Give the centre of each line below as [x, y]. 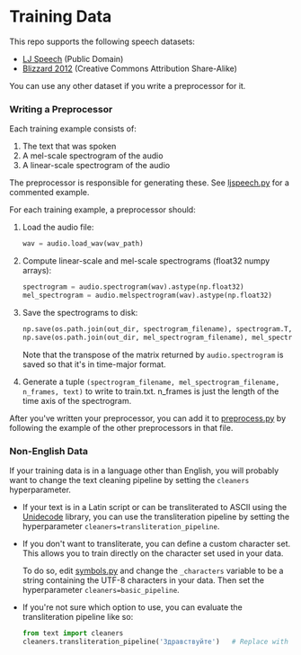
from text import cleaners [73, 633]
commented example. [49, 193]
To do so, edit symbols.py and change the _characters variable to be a [153, 570]
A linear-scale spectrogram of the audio [96, 166]
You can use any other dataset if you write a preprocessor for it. [128, 85]
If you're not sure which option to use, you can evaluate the [132, 607]
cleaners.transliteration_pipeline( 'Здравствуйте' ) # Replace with [155, 642]
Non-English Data [49, 451]
